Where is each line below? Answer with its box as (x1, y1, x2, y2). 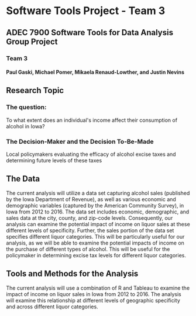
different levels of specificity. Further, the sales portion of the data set (6, 227, 174, 234)
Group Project (6, 36, 58, 46)
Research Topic (6, 86, 64, 96)
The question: (6, 103, 47, 111)
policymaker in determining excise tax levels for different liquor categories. (6, 252, 186, 259)
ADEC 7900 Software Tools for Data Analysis (6, 28, 174, 38)
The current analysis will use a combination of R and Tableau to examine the (6, 284, 190, 291)
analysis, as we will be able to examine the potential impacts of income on (6, 239, 184, 246)
